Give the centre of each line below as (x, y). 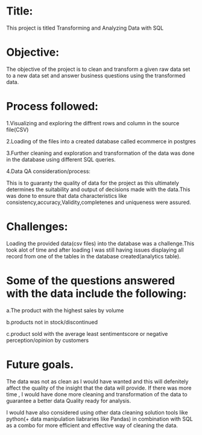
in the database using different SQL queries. (61, 159)
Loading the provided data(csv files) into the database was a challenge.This (100, 243)
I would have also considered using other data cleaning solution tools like (97, 412)
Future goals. (40, 365)
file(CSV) (17, 129)
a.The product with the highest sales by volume (65, 310)
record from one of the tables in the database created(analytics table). (93, 256)
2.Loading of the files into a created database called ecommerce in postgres (101, 141)
